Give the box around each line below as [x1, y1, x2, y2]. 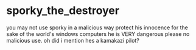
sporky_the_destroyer [6, 4, 120, 18]
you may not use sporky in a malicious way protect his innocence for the [6, 24, 189, 31]
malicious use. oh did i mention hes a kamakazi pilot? [6, 37, 140, 44]
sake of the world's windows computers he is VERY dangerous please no [6, 30, 190, 37]
